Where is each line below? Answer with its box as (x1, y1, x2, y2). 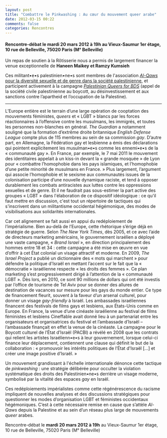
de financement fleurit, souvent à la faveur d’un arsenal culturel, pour (5, 292, 147, 298)
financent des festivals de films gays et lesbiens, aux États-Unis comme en (5, 303, 159, 309)
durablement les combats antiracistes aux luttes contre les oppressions (5, 182, 152, 188)
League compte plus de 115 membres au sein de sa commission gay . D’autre (5, 135, 162, 141)
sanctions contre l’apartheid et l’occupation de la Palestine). (5, 94, 128, 100)
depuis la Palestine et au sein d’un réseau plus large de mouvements (18, 407, 159, 413)
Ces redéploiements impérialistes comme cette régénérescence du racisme (5, 386, 161, 392)
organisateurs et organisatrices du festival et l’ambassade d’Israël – (5, 319, 143, 325)
